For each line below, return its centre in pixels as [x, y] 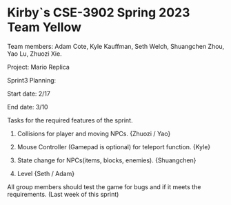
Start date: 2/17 [29, 94]
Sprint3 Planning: [32, 80]
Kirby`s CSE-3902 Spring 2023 [99, 13]
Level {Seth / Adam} [46, 173]
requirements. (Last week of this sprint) [63, 194]
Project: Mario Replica [39, 67]
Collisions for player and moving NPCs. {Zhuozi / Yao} [94, 133]
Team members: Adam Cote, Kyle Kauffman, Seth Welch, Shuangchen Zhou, [116, 46]
